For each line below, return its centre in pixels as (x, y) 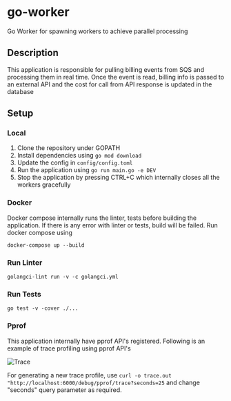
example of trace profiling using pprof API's (69, 348)
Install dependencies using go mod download (79, 156)
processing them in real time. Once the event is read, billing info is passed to (116, 77)
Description (33, 53)
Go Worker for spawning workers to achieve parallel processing (98, 31)
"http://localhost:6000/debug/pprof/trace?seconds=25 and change (103, 382)
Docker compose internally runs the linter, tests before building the (102, 218)
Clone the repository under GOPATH (69, 148)
